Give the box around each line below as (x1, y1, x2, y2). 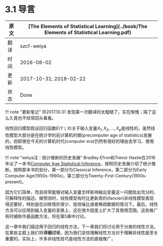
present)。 (5, 179, 27, 184)
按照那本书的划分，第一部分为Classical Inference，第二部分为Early (13, 167, 147, 172)
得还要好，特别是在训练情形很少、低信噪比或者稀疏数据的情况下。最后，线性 (5, 201, 158, 207)
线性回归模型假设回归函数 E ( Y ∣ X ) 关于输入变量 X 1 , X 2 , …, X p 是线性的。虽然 (5, 125, 151, 132)
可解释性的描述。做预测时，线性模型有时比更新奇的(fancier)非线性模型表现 (5, 195, 154, 201)
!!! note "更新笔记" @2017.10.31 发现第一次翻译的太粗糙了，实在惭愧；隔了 (5, 109, 152, 115)
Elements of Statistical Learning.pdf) (44, 29, 131, 36)
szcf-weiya (20, 43, 47, 49)
